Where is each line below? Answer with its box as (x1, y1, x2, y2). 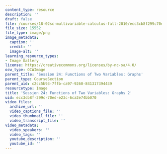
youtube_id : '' (9, 141, 41, 147)
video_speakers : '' (9, 127, 50, 132)
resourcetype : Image (5, 85, 48, 91)
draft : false (5, 16, 32, 21)
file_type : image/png (5, 30, 50, 35)
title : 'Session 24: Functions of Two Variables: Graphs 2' (5, 90, 133, 95)
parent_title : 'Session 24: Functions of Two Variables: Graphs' (5, 72, 143, 77)
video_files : (5, 100, 32, 105)
